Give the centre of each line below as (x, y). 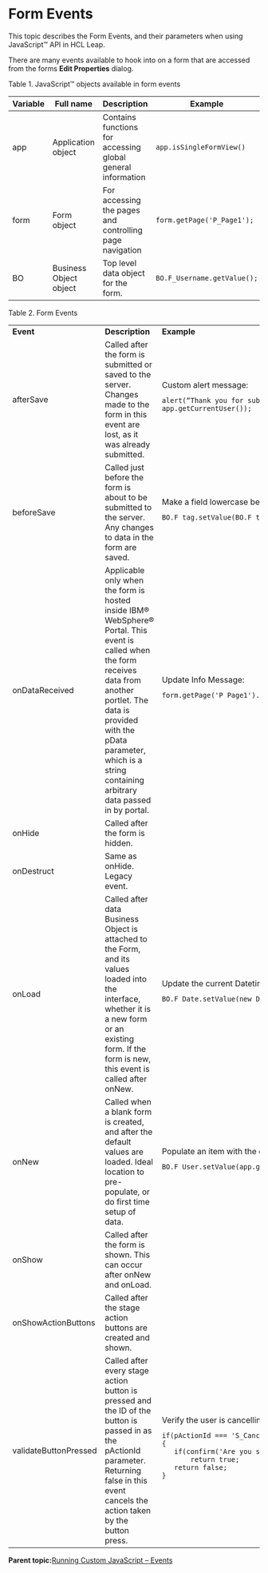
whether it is (128, 1009)
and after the (129, 1132)
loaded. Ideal (129, 1161)
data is (117, 710)
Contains (120, 117)
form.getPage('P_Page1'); (205, 220)
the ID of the (128, 1410)
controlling (122, 230)
